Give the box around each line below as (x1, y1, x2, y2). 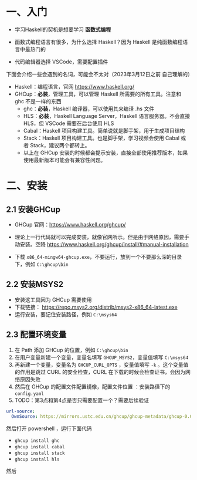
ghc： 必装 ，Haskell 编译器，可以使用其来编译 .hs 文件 (23, 105, 154, 112)
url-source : (6, 408, 35, 414)
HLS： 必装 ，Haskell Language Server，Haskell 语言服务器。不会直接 (23, 112, 191, 119)
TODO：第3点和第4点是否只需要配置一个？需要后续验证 (14, 397, 150, 404)
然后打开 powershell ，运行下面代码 (6, 425, 92, 432)
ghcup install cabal (14, 444, 65, 450)
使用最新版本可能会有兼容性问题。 (23, 156, 106, 163)
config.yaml (14, 391, 44, 397)
